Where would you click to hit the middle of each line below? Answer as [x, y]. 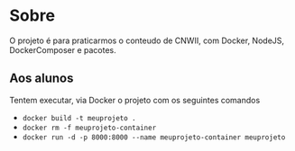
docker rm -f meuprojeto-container [89, 128]
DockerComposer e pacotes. [63, 49]
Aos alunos [41, 79]
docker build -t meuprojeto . [79, 118]
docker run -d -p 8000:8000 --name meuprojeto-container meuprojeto [154, 137]
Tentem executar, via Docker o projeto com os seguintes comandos [135, 100]
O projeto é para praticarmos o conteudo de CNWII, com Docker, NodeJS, [147, 40]
